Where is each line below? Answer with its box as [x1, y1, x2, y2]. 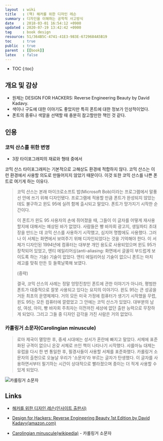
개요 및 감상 [5, 81, 38, 89]
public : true [5, 43, 36, 48]
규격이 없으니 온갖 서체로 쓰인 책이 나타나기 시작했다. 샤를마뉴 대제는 [26, 343, 156, 348]
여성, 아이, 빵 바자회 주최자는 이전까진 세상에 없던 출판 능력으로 [23, 305, 142, 311]
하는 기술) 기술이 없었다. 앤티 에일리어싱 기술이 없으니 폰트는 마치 [30, 254, 153, 260]
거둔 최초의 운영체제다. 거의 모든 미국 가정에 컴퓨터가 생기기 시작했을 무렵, [16, 293, 157, 299]
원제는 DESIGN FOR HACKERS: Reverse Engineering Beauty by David [12, 95, 150, 101]
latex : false [5, 52, 38, 58]
